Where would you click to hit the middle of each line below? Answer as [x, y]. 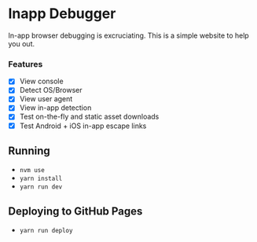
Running [29, 151]
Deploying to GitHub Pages [75, 211]
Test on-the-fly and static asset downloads [89, 117]
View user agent [46, 99]
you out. [22, 43]
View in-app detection [55, 108]
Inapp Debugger [62, 14]
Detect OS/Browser [51, 90]
